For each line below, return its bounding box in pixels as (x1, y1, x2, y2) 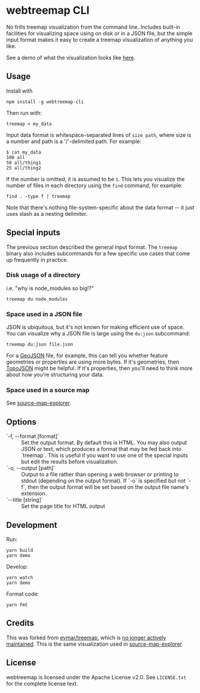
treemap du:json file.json (6, 341, 73, 347)
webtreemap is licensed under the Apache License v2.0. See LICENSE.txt (6, 673, 187, 680)
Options (6, 417, 37, 427)
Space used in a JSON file (6, 310, 82, 318)
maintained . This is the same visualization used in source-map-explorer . (6, 640, 184, 648)
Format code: (6, 590, 39, 598)
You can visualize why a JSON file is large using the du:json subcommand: (6, 330, 190, 337)
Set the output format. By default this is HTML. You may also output (21, 439, 187, 446)
